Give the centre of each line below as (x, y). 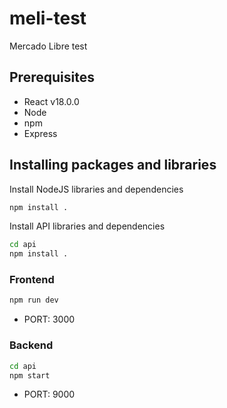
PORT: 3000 (49, 319)
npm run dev (34, 300)
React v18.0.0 (51, 101)
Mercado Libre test (48, 46)
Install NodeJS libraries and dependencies (96, 189)
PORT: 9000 (49, 394)
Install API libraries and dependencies (87, 226)
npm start (30, 375)
